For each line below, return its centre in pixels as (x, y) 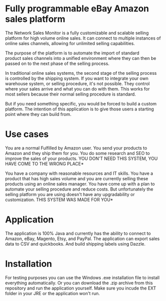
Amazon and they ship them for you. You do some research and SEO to (78, 153)
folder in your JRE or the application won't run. (53, 293)
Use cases (27, 134)
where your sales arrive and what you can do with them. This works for (78, 89)
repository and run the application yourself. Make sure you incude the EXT (81, 288)
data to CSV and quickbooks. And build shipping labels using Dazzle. (75, 244)
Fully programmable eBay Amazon (77, 9)
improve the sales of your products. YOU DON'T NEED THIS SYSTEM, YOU (82, 158)
